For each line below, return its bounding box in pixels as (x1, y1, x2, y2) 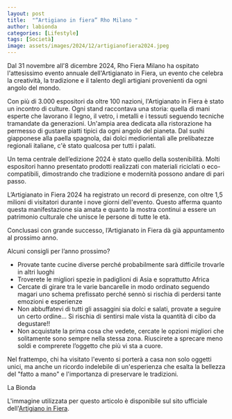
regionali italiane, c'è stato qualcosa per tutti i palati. (7, 142, 156, 149)
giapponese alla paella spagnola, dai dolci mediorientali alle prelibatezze (7, 134, 214, 142)
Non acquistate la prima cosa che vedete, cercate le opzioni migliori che (17, 327, 224, 335)
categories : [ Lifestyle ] (7, 29, 79, 37)
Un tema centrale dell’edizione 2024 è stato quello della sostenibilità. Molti (7, 155, 220, 163)
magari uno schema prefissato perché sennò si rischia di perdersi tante (17, 290, 222, 298)
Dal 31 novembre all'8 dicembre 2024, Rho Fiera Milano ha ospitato (7, 62, 199, 69)
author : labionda (7, 23, 58, 30)
